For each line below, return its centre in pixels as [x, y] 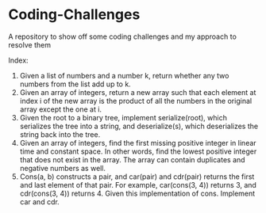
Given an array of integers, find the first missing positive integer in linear [138, 143]
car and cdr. [39, 202]
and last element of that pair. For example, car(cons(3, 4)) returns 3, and [138, 184]
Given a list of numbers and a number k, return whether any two [124, 75]
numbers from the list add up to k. [75, 84]
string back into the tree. [60, 134]
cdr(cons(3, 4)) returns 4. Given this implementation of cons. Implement [137, 193]
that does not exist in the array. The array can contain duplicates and [132, 159]
